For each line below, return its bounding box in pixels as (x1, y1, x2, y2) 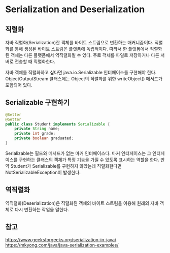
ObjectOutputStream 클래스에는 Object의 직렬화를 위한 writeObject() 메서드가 (5, 76, 163, 82)
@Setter (5, 112, 22, 117)
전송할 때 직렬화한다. (14, 58, 56, 65)
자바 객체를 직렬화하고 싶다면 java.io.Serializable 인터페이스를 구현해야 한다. (5, 70, 157, 75)
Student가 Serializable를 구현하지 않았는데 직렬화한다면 (10, 163, 122, 169)
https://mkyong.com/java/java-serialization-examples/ (5, 242, 119, 248)
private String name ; (14, 126, 60, 132)
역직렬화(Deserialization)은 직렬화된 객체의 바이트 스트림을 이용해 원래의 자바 (5, 200, 159, 206)
